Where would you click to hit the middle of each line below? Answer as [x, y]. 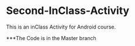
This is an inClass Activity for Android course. [61, 27]
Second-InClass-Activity [68, 11]
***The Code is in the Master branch [51, 38]
